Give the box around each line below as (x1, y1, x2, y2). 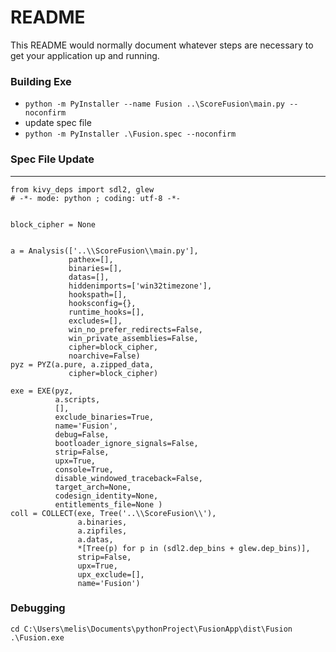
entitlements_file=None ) (54, 499, 163, 510)
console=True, (54, 464, 114, 475)
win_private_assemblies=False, (68, 333, 199, 343)
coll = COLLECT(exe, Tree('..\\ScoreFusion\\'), (10, 508, 217, 518)
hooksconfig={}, (68, 298, 137, 308)
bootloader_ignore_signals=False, (54, 438, 199, 448)
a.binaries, (77, 517, 128, 527)
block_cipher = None (10, 219, 97, 230)
